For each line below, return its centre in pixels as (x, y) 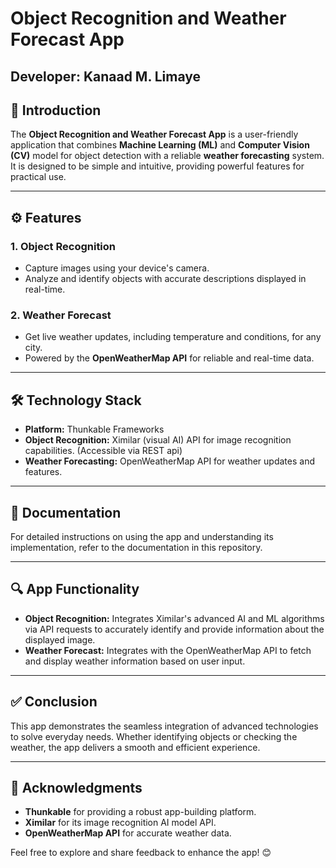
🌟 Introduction (56, 110)
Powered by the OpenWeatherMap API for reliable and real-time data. (169, 358)
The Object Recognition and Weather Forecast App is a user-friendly (154, 134)
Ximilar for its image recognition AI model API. (120, 823)
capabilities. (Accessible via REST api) (103, 451)
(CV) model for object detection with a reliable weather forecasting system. (167, 156)
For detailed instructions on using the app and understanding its (142, 536)
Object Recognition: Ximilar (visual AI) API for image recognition (158, 440)
